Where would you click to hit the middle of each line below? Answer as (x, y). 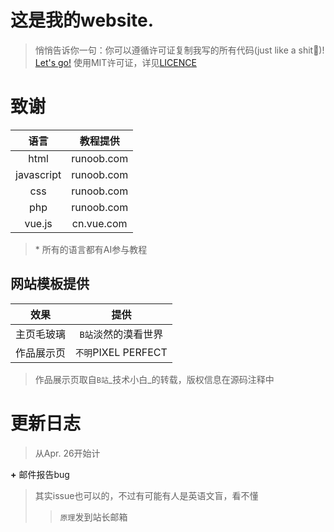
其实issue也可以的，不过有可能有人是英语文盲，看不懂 (146, 495)
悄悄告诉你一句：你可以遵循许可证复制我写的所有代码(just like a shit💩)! (179, 50)
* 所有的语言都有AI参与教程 (91, 249)
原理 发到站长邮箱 (93, 517)
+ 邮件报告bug (40, 474)
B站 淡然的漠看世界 (121, 334)
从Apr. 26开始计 (67, 453)
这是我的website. (82, 20)
